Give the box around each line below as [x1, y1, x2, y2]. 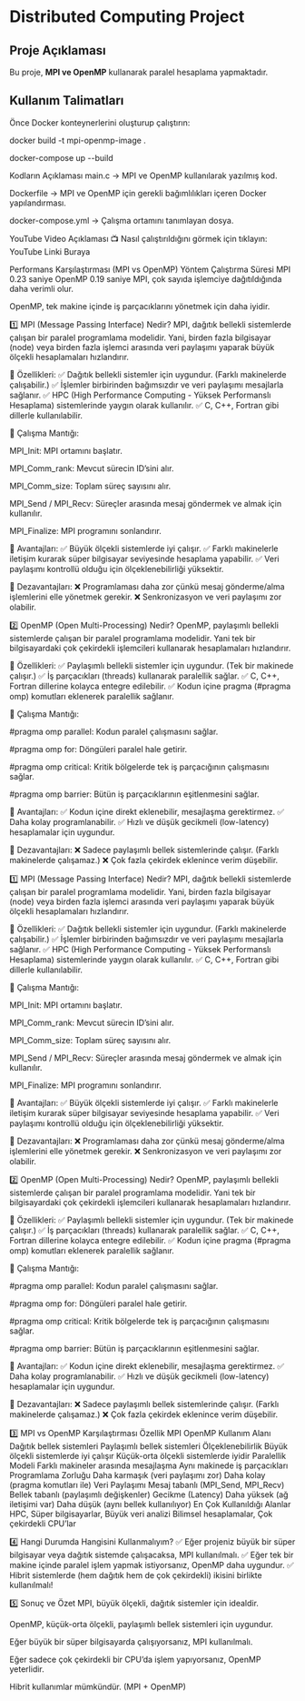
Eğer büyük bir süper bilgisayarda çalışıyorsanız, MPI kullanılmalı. [9, 1636, 253, 1647]
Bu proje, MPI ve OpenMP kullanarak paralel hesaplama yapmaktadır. [9, 66, 269, 77]
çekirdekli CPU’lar [9, 1517, 77, 1529]
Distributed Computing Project [9, 6, 245, 27]
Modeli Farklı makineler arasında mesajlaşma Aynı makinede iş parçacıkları [9, 1460, 289, 1471]
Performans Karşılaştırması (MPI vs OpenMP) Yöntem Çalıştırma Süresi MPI [9, 264, 291, 275]
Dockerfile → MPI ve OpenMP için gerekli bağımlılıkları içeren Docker [9, 187, 267, 198]
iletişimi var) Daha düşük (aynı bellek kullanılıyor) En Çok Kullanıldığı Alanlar [9, 1498, 291, 1509]
